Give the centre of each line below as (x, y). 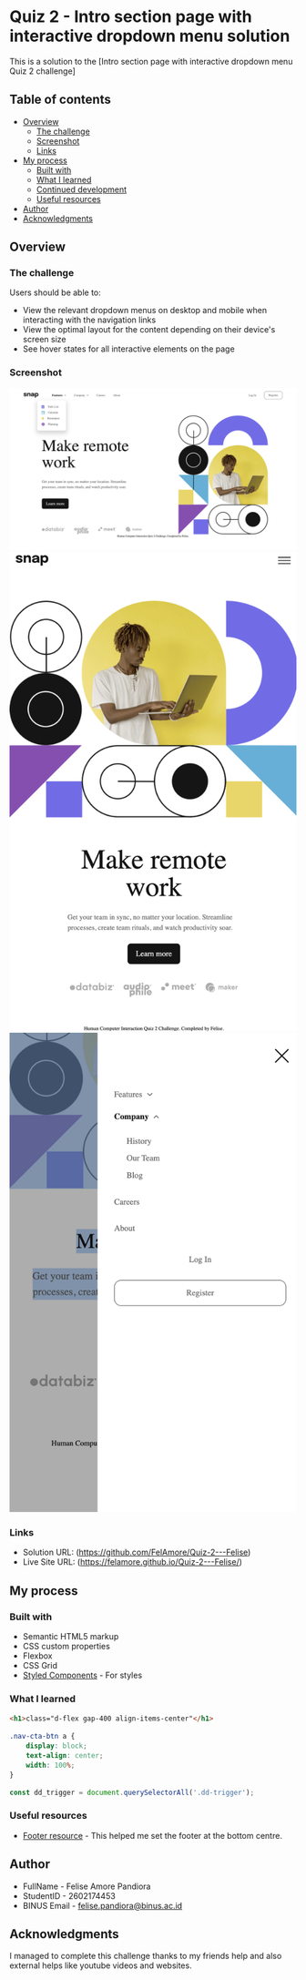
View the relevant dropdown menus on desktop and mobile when (144, 311)
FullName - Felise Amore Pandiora (87, 1886)
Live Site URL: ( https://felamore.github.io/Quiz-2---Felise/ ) (133, 1562)
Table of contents (60, 100)
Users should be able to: (56, 292)
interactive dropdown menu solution (150, 36)
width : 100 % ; (51, 1765)
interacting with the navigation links (89, 320)
